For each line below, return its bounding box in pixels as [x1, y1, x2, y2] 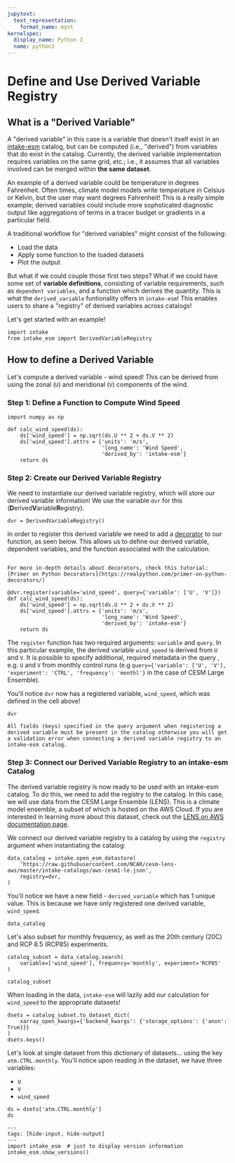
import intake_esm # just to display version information [7, 1143, 184, 1150]
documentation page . [7, 820, 69, 828]
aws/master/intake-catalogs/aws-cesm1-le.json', [7, 867, 152, 874]
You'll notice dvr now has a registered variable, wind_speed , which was [7, 689, 210, 698]
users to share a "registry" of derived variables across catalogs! [7, 302, 192, 310]
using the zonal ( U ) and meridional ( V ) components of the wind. [7, 380, 189, 388]
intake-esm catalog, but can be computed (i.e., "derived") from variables [7, 142, 217, 151]
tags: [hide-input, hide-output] [7, 1130, 105, 1137]
